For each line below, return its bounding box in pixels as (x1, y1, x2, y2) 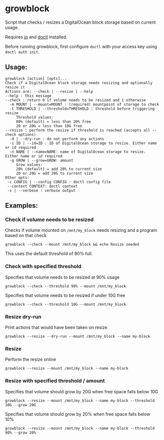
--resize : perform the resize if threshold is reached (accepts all (5, 127, 151, 133)
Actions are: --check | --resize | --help (5, 89, 93, 94)
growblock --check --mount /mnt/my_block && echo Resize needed (5, 242, 139, 247)
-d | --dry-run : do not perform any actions (9, 136, 105, 141)
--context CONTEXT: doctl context (7, 184, 78, 189)
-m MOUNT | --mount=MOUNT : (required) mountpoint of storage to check (9, 102, 160, 107)
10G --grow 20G (5, 402, 36, 408)
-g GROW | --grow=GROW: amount (9, 158, 74, 163)
